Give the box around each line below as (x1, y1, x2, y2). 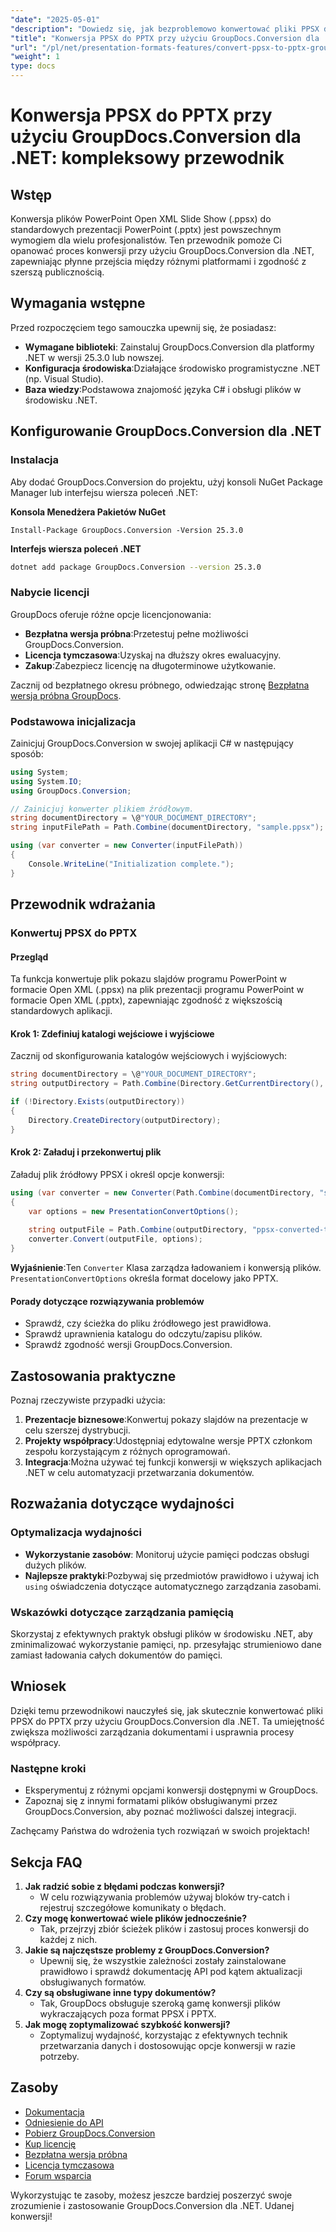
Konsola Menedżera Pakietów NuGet (10, 506, 167, 518)
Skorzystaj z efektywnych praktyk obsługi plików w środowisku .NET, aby (10, 1628, 313, 1640)
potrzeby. (39, 2050, 80, 2062)
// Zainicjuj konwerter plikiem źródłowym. (10, 804, 195, 814)
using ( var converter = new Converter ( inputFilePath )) (10, 841, 244, 851)
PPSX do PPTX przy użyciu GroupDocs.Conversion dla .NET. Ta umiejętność (10, 1715, 325, 1727)
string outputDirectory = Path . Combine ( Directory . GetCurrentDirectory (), (10, 1079, 325, 1089)
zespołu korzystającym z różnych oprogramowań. (24, 1446, 231, 1458)
